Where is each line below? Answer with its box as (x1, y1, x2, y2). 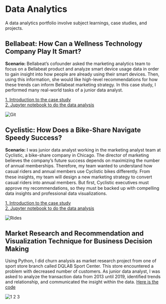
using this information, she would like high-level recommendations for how (5, 76, 158, 82)
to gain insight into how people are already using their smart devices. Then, (5, 71, 160, 77)
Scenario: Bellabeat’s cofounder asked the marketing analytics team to (5, 61, 151, 67)
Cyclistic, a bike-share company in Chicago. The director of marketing (5, 152, 149, 158)
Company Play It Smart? (5, 47, 82, 56)
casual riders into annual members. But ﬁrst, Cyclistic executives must (5, 179, 149, 185)
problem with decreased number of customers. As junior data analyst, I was (5, 268, 161, 274)
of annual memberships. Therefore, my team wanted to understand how (5, 162, 153, 168)
